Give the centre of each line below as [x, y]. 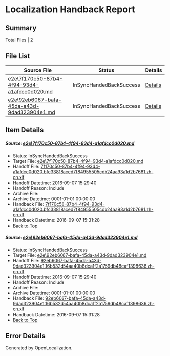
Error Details [25, 336]
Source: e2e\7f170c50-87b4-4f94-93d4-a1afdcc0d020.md [70, 143]
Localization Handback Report [70, 9]
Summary [21, 28]
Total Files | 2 [19, 40]
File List [18, 56]
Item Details [25, 130]
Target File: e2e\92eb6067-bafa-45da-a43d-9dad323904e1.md [79, 255]
